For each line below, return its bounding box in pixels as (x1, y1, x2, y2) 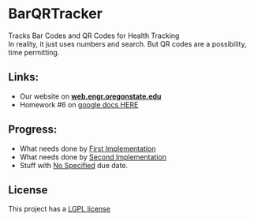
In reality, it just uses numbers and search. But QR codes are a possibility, (8, 39, 247, 48)
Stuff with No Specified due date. (19, 160, 129, 170)
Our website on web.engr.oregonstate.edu (19, 92, 162, 101)
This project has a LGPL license (8, 204, 110, 214)
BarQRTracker (8, 5, 103, 23)
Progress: (8, 123, 58, 137)
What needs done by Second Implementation (19, 152, 167, 162)
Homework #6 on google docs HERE (19, 99, 139, 109)
